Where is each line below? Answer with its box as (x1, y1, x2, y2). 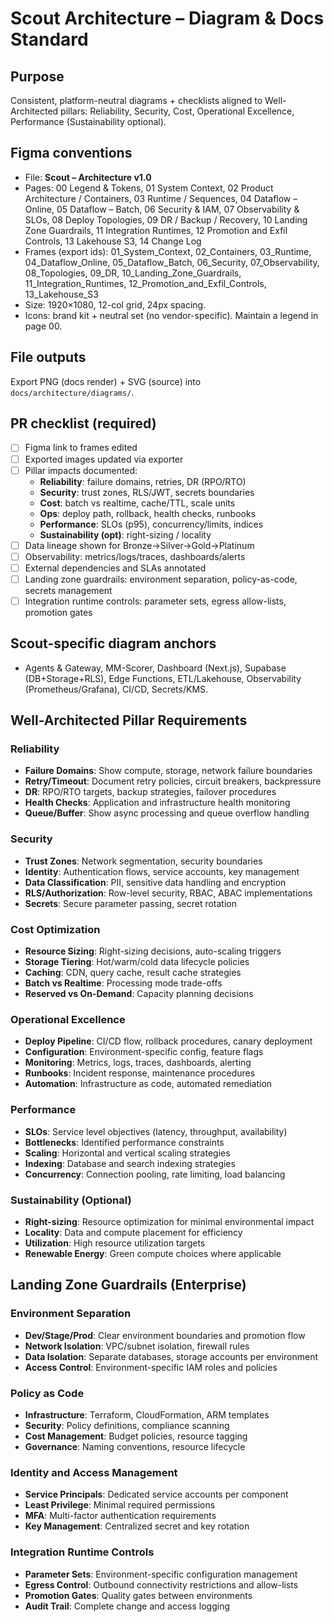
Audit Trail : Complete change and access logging (24, 1600, 231, 1612)
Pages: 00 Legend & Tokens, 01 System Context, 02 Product (24, 182, 274, 194)
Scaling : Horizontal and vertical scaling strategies (24, 1147, 231, 1159)
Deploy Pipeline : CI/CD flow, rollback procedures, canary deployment (24, 1035, 313, 1047)
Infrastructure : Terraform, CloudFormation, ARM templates (24, 1408, 270, 1421)
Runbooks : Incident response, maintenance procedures (24, 1067, 256, 1079)
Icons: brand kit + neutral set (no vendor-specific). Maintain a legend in (24, 309, 319, 321)
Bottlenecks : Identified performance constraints (24, 1136, 225, 1148)
